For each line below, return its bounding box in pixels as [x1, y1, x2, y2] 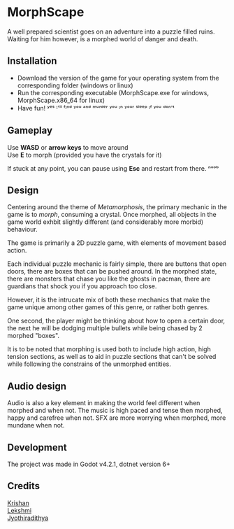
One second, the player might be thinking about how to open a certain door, [7, 316, 226, 325]
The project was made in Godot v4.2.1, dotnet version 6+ [7, 460, 171, 468]
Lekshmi [7, 506, 32, 514]
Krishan [7, 498, 30, 507]
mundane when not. [7, 421, 65, 430]
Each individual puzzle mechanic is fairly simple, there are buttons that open [7, 260, 227, 268]
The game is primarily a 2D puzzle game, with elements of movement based [7, 239, 226, 247]
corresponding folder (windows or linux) [17, 81, 134, 90]
